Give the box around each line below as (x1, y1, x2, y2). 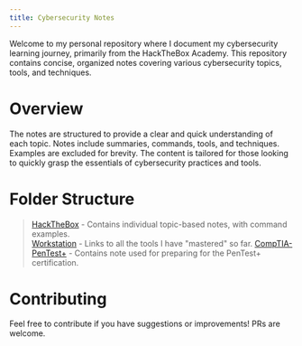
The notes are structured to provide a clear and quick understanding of (9, 128, 273, 139)
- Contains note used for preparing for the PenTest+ (69, 248, 261, 258)
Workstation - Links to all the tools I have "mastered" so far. (31, 238, 253, 248)
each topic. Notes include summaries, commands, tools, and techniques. (9, 137, 279, 149)
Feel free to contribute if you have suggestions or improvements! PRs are (9, 318, 281, 330)
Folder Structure (9, 189, 135, 209)
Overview (9, 98, 84, 118)
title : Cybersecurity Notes (9, 13, 115, 23)
